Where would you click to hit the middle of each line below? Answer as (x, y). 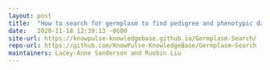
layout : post (30, 16)
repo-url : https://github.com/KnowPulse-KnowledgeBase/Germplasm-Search (133, 46)
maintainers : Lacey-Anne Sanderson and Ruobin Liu (95, 53)
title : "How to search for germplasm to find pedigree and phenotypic (131, 23)
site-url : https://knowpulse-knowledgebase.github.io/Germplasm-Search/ (133, 38)
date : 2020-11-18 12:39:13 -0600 (68, 31)
